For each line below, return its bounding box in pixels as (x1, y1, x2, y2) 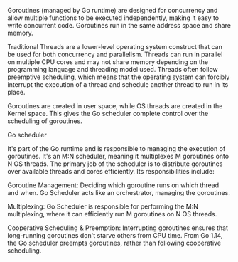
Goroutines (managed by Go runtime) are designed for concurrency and (7, 6, 218, 14)
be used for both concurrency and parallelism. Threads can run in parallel (7, 50, 223, 58)
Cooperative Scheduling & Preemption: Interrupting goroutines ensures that (7, 224, 229, 232)
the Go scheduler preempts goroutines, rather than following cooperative (7, 239, 222, 247)
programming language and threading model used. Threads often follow (7, 65, 218, 73)
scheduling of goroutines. (7, 117, 83, 125)
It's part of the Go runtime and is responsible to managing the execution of (7, 145, 226, 152)
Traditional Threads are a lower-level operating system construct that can (7, 43, 222, 51)
